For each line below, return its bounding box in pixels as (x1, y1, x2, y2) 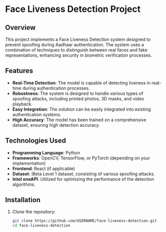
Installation (5, 196, 41, 204)
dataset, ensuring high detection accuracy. (12, 122, 100, 128)
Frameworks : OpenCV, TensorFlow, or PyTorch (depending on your (12, 155, 150, 161)
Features (5, 67, 33, 75)
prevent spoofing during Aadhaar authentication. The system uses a (5, 42, 144, 48)
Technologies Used (5, 137, 66, 145)
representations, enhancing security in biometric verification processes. (5, 52, 152, 58)
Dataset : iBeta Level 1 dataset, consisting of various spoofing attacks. (12, 170, 155, 177)
